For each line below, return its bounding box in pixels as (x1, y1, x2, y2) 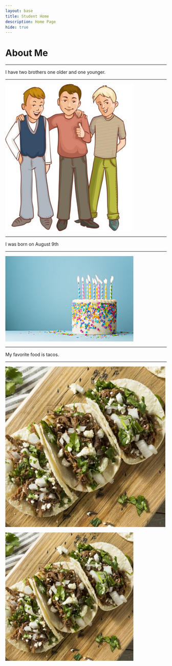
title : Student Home (5, 13, 50, 19)
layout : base (5, 8, 33, 13)
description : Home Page (5, 19, 56, 24)
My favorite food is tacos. (5, 352, 59, 358)
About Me (5, 47, 48, 59)
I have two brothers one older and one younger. (5, 69, 106, 75)
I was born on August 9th (5, 241, 59, 247)
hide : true (5, 25, 29, 30)
